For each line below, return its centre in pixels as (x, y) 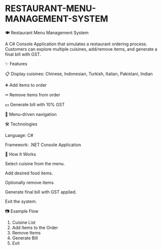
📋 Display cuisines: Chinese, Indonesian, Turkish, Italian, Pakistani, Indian (79, 74)
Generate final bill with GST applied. (41, 192)
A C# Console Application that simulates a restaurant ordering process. (76, 44)
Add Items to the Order (35, 228)
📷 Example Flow (22, 211)
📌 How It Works (21, 154)
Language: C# (19, 135)
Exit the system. (21, 201)
